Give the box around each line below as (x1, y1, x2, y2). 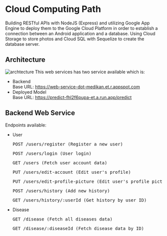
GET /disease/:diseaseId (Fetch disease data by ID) (12, 226, 145, 231)
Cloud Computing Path (5, 3, 101, 15)
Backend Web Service (5, 109, 75, 118)
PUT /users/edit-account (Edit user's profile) (12, 169, 131, 175)
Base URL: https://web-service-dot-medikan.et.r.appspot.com (12, 84, 141, 90)
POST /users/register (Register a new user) (12, 141, 123, 147)
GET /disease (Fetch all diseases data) (12, 216, 113, 222)
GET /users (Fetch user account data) (12, 160, 108, 165)
